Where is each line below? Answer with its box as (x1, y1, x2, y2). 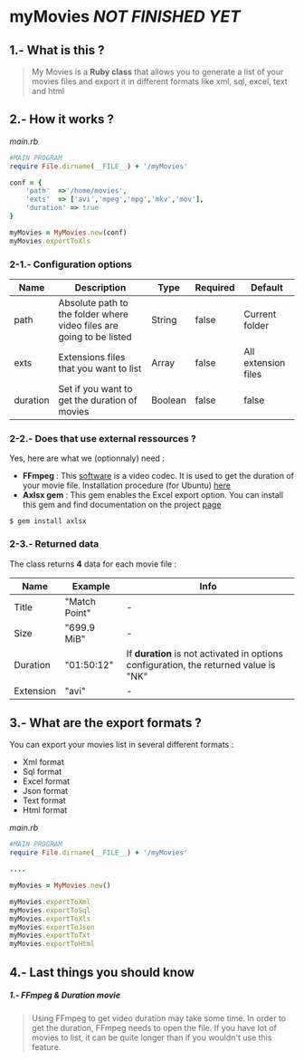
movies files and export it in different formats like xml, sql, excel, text (31, 76, 288, 87)
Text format (22, 795, 66, 807)
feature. (31, 1041, 62, 1052)
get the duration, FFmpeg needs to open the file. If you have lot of (31, 1022, 278, 1033)
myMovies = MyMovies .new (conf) (9, 228, 128, 237)
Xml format (22, 757, 65, 768)
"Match (64, 595, 97, 607)
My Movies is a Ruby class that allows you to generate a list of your (31, 66, 284, 77)
